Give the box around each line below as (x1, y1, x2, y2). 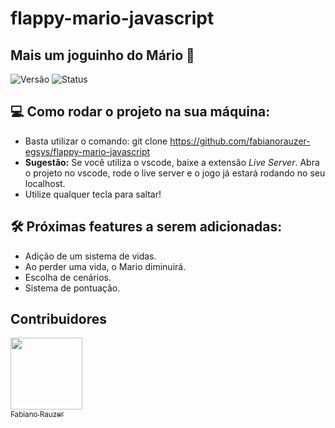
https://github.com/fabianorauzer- (169, 135, 311, 147)
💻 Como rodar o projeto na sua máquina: (10, 103, 271, 121)
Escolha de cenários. (24, 271, 112, 283)
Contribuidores (10, 311, 107, 328)
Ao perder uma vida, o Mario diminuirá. (24, 260, 187, 272)
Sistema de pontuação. (24, 282, 121, 294)
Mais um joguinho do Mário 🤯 (10, 47, 195, 64)
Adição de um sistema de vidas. (24, 250, 157, 262)
